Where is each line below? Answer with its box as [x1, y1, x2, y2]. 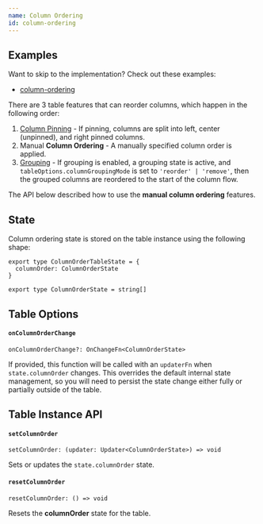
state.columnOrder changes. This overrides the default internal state [8, 368, 231, 377]
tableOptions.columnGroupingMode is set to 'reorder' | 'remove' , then [19, 166, 250, 175]
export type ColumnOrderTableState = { [8, 258, 140, 266]
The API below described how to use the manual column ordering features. [8, 190, 256, 199]
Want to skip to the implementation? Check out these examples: [8, 69, 216, 79]
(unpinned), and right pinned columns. [19, 133, 145, 142]
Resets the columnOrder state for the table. [8, 508, 151, 518]
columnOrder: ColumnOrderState [15, 265, 119, 273]
